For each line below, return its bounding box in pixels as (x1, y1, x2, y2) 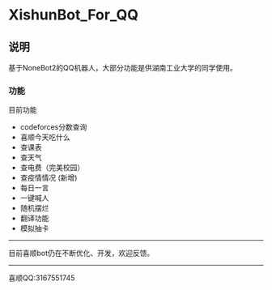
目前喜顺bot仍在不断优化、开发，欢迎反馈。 (8, 249, 155, 258)
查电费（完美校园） (19, 163, 85, 173)
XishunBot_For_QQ (8, 6, 139, 24)
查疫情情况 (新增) (19, 173, 78, 183)
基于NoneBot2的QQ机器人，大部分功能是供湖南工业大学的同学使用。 (8, 63, 237, 72)
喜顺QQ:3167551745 (8, 273, 75, 283)
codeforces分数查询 (19, 122, 87, 132)
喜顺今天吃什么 (19, 132, 70, 143)
